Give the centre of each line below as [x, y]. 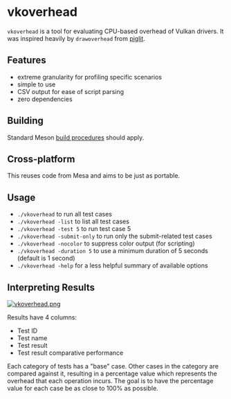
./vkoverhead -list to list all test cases [73, 221]
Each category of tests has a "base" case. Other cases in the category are [113, 366]
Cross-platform [41, 159]
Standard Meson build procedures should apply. [76, 137]
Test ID [27, 331]
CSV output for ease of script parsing [71, 91]
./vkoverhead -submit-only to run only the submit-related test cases [114, 236]
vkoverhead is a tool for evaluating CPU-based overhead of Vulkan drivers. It [115, 31]
